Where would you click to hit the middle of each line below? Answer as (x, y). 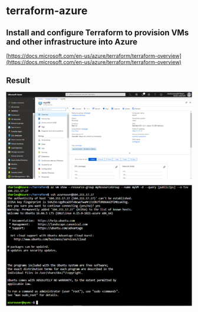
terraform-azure (47, 11)
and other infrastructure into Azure (72, 42)
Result (18, 81)
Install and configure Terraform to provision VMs (98, 33)
